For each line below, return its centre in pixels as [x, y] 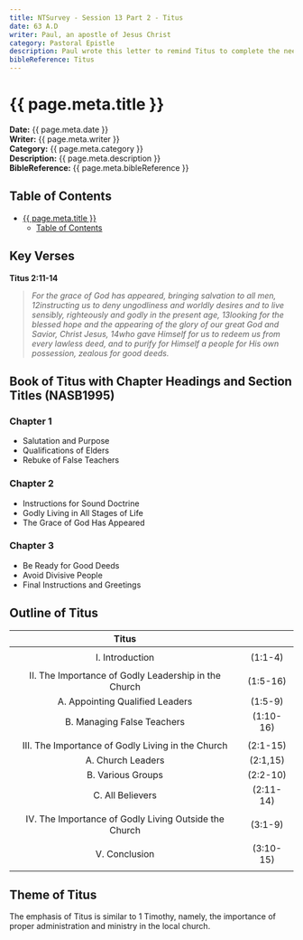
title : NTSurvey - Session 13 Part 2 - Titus [96, 18]
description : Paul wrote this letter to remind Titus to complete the [145, 52]
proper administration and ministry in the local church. [110, 926]
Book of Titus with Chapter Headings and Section [151, 381]
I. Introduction [125, 657]
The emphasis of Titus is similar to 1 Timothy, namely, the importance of [143, 916]
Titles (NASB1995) [62, 395]
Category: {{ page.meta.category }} [77, 148]
